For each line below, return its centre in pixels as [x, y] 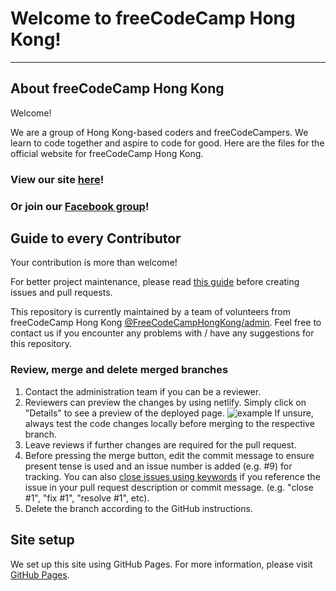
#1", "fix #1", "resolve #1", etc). [87, 498]
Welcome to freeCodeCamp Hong [153, 18]
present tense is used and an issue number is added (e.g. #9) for [158, 466]
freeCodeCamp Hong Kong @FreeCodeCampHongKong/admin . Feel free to [166, 323]
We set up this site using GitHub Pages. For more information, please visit [161, 564]
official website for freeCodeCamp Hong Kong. [107, 153]
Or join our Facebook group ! [80, 206]
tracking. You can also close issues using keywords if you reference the [172, 476]
